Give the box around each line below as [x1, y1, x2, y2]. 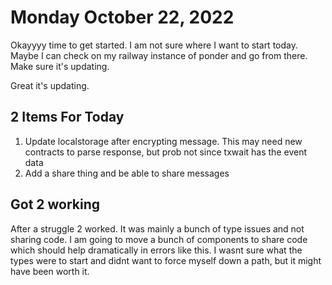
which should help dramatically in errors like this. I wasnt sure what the [10, 244, 303, 256]
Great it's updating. [10, 79, 90, 91]
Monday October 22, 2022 [10, 6, 235, 29]
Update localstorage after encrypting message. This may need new [24, 135, 303, 147]
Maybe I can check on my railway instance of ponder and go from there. [10, 49, 308, 61]
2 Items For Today [10, 109, 125, 126]
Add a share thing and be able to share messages [24, 167, 230, 179]
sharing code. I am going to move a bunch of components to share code [10, 233, 308, 245]
